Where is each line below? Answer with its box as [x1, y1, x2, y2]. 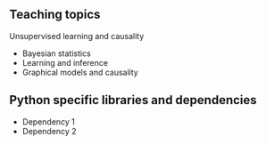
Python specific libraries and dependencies [9, 93, 257, 108]
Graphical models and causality [21, 67, 138, 77]
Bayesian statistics [21, 48, 91, 59]
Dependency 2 [21, 125, 78, 136]
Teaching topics [9, 7, 101, 22]
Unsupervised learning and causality [9, 30, 145, 41]
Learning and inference [21, 57, 109, 68]
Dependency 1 [21, 116, 76, 127]
